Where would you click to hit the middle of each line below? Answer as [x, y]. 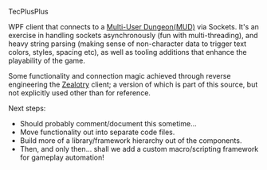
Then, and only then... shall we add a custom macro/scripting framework [139, 149]
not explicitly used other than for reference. [80, 93]
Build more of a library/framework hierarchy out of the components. [131, 141]
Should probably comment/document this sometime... [108, 124]
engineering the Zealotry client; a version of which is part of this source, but [133, 84]
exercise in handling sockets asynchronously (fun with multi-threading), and [133, 35]
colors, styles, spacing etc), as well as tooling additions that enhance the [128, 52]
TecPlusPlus [29, 12]
